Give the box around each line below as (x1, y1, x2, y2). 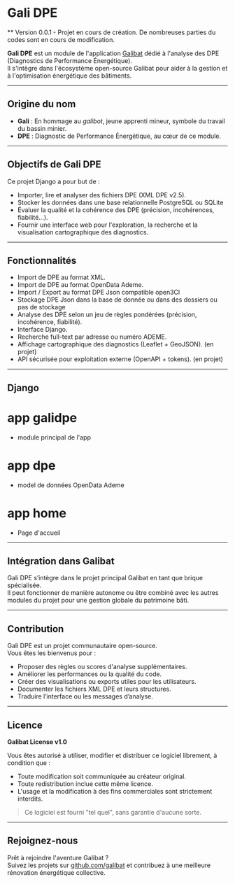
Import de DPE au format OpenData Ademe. (17, 281, 144, 289)
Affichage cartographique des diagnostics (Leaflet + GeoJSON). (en (17, 340, 214, 349)
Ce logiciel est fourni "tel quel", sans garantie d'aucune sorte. (24, 808, 201, 817)
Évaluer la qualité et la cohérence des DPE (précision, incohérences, (17, 205, 215, 214)
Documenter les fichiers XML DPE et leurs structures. (17, 685, 171, 694)
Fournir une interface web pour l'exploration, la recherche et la (17, 220, 198, 229)
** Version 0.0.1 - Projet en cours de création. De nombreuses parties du (7, 28, 216, 36)
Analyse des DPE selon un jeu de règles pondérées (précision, (17, 310, 197, 319)
